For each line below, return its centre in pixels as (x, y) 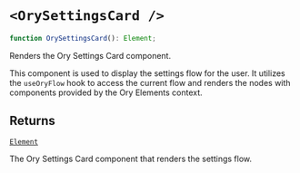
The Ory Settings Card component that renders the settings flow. (131, 159)
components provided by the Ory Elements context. (106, 92)
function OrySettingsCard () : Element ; (83, 38)
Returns (33, 121)
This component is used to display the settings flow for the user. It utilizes (147, 73)
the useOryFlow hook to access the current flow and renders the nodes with (150, 82)
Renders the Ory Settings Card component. (90, 55)
